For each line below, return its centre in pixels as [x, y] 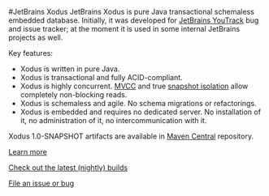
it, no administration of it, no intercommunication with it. [113, 120]
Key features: [30, 53]
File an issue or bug [41, 183]
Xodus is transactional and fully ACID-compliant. [101, 77]
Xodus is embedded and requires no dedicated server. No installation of [141, 112]
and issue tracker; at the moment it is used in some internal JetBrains [124, 29]
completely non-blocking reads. [74, 95]
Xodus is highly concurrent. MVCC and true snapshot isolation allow [134, 86]
